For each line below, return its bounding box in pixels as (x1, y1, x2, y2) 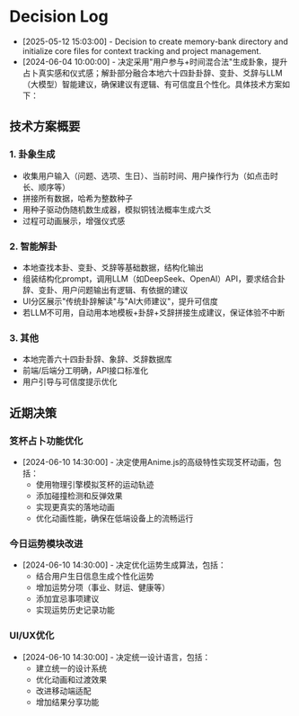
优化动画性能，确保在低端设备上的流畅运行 (35, 513, 194, 524)
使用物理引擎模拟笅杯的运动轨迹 (35, 479, 154, 489)
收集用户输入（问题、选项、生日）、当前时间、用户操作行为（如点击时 (22, 170, 278, 181)
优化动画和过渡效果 (35, 674, 108, 685)
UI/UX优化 (9, 630, 55, 642)
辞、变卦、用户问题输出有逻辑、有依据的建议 (22, 284, 189, 295)
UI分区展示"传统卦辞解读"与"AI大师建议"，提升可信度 (22, 295, 218, 307)
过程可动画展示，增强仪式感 (22, 215, 126, 226)
